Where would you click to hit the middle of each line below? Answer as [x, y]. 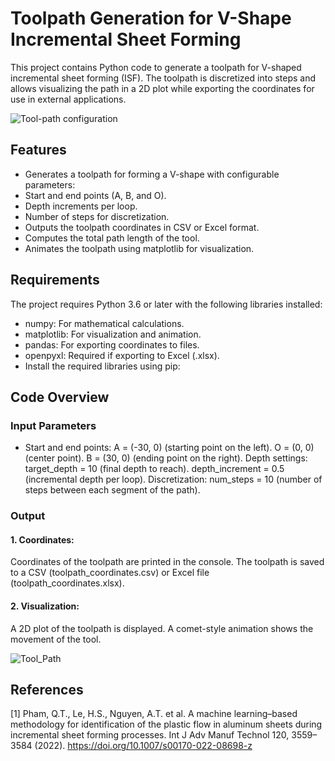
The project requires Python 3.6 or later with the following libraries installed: [166, 304]
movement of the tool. [56, 639]
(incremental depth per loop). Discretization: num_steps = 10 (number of [173, 479]
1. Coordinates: [42, 539]
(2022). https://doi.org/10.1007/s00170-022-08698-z [143, 746]
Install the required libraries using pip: [102, 366]
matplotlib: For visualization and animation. [113, 334]
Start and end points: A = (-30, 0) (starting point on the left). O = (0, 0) [169, 448]
